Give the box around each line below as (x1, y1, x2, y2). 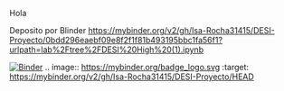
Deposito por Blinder (9, 25, 87, 35)
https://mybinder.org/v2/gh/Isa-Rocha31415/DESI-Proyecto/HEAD (9, 71, 255, 82)
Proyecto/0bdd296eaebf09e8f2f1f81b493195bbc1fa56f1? (9, 35, 223, 45)
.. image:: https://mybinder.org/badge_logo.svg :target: (44, 62, 250, 72)
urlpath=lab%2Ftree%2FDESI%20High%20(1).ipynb (9, 44, 204, 55)
